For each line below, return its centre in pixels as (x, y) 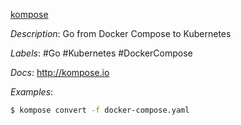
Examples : (32, 92)
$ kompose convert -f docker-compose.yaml (100, 110)
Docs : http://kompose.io (60, 72)
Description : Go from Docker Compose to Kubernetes (121, 33)
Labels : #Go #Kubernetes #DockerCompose (101, 53)
